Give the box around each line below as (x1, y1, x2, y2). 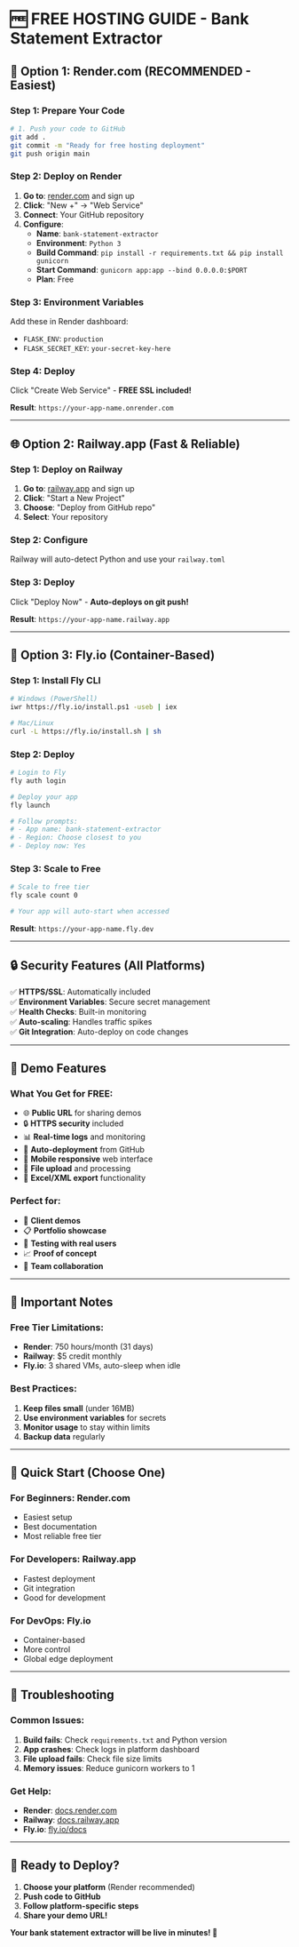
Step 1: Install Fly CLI (10, 674, 101, 686)
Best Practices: (10, 1383, 78, 1395)
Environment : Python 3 (35, 237, 122, 248)
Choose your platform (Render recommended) (22, 1881, 196, 1892)
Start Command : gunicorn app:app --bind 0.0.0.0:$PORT (35, 264, 248, 275)
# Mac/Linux (10, 718, 54, 728)
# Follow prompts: (10, 817, 78, 826)
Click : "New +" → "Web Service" (22, 200, 145, 211)
